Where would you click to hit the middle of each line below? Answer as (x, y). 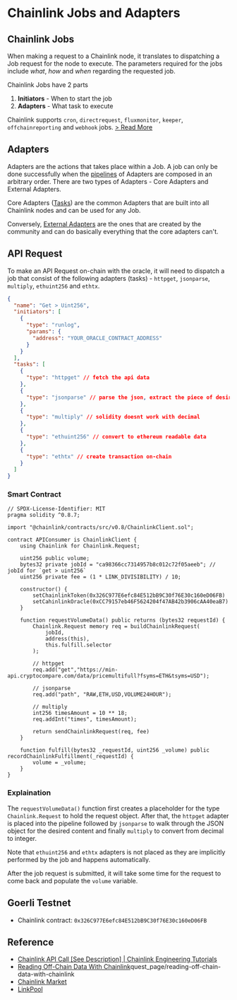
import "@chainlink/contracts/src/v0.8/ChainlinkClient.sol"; (101, 528)
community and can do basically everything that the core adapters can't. (113, 231)
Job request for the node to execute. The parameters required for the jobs (115, 64)
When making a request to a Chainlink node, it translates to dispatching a (114, 56)
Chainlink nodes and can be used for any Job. (74, 210)
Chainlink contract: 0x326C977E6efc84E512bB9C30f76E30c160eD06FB (112, 920)
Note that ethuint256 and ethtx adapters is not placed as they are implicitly (116, 852)
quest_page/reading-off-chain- (176, 967)
